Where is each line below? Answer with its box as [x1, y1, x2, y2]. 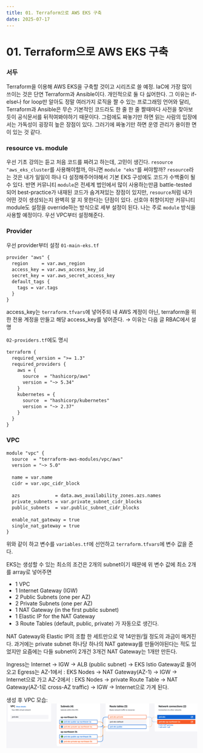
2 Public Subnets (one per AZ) [15, 593, 91, 600]
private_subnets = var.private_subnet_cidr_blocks [12, 499, 142, 505]
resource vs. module [6, 144, 68, 152]
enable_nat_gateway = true [12, 517, 80, 523]
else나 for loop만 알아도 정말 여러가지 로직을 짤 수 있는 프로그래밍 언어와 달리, [6, 98, 191, 105]
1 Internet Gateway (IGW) [15, 586, 78, 594]
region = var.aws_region [12, 260, 85, 267]
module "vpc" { [6, 450, 45, 456]
